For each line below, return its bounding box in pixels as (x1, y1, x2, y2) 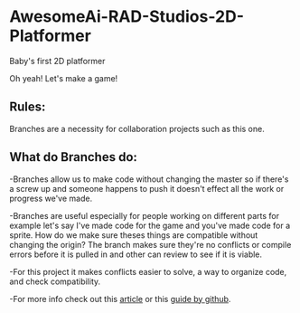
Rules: (9, 100, 46, 115)
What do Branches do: (9, 149, 138, 165)
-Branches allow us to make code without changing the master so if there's (9, 174, 289, 185)
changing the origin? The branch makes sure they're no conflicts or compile (9, 239, 292, 250)
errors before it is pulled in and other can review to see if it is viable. (9, 249, 263, 260)
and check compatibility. (9, 276, 101, 287)
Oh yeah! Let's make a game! (9, 72, 118, 83)
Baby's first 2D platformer (9, 55, 106, 66)
